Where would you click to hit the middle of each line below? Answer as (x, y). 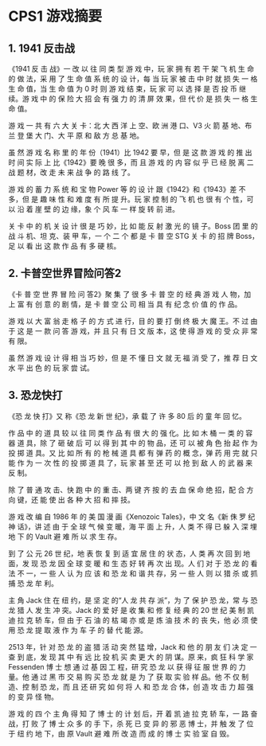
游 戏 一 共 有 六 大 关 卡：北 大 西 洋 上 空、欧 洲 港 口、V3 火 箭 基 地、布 (130, 125)
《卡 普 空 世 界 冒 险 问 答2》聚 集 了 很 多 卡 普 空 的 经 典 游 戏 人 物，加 (130, 294)
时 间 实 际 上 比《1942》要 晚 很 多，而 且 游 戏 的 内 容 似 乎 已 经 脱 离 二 (131, 162)
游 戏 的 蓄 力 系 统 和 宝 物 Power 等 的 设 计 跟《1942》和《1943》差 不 (127, 189)
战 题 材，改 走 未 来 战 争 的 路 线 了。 (72, 172)
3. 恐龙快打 (35, 395)
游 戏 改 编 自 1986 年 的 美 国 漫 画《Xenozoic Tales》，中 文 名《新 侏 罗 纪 (132, 516)
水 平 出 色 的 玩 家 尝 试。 (51, 368)
